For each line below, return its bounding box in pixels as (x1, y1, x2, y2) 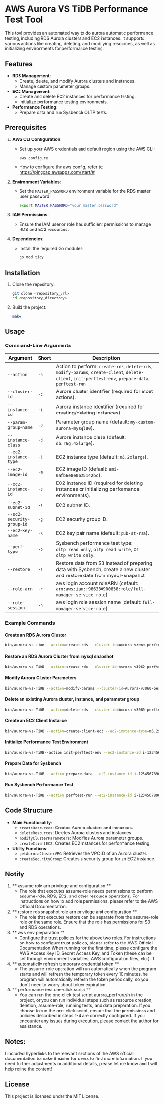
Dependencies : (12, 236, 44, 242)
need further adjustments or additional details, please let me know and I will (5, 1061, 157, 1067)
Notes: (5, 1037, 26, 1046)
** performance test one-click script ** (12, 987, 91, 993)
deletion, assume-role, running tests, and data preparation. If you (19, 1002, 151, 1009)
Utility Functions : (12, 845, 48, 851)
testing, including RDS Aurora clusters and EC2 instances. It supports (5, 35, 144, 41)
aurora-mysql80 (56, 426, 91, 431)
